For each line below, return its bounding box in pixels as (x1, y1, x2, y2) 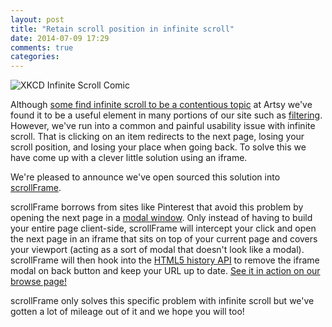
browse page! (10, 276, 68, 288)
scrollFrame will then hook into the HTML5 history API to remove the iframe (10, 254, 320, 266)
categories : (10, 52, 60, 62)
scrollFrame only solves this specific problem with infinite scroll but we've (10, 295, 315, 307)
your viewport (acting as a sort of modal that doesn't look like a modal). (10, 244, 305, 256)
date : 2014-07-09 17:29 (10, 33, 110, 43)
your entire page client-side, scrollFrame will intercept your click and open (10, 222, 317, 235)
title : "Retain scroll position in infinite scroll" (10, 24, 235, 34)
